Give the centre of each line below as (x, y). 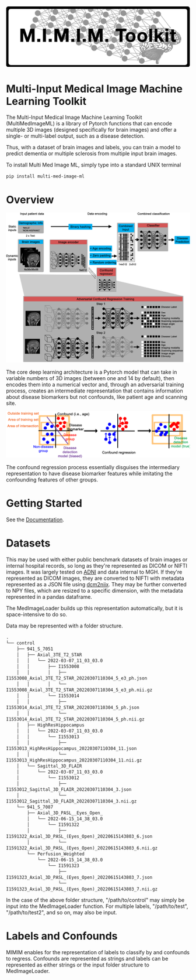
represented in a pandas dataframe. (49, 597)
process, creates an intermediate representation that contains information (95, 391)
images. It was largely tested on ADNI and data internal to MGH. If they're (94, 572)
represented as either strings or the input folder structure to (78, 965)
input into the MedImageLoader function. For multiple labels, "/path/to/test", (97, 906)
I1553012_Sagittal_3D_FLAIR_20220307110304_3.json (69, 790)
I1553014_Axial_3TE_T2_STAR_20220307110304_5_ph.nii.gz (75, 719)
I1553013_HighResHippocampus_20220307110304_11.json (71, 749)
